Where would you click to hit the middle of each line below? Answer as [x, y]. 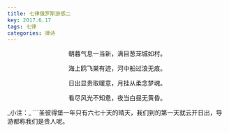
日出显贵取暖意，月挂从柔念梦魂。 [117, 83]
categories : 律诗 [31, 33]
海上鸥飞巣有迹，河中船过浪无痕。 [117, 68]
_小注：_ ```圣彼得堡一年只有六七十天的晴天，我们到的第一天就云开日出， [112, 113]
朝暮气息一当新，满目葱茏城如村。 [117, 53]
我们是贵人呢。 [47, 122]
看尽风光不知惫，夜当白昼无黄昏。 [117, 98]
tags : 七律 [22, 26]
